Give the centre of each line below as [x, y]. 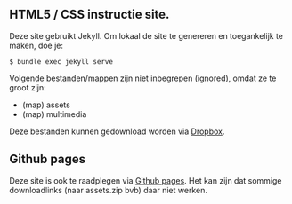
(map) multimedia [54, 114]
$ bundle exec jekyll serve [61, 61]
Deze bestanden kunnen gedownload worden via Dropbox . [117, 131]
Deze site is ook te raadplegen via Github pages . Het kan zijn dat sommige [146, 180]
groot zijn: [28, 87]
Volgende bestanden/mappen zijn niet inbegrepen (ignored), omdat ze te [143, 78]
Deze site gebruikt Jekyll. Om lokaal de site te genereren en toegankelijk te [146, 35]
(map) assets [46, 105]
